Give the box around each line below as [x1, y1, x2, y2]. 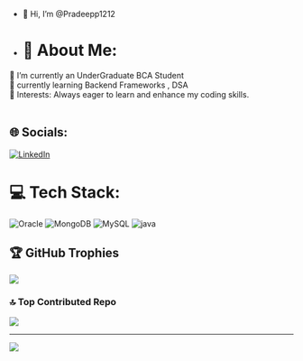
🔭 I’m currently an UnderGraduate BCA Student [9, 69, 185, 80]
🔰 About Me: [22, 41, 117, 60]
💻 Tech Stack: [9, 181, 121, 202]
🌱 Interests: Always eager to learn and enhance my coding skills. [9, 88, 250, 99]
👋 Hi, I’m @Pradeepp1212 [22, 9, 115, 19]
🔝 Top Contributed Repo [9, 296, 117, 309]
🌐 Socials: [9, 125, 69, 140]
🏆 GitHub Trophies [9, 245, 120, 261]
